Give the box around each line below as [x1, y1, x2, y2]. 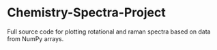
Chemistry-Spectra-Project [7, 5, 166, 21]
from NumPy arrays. [7, 34, 64, 42]
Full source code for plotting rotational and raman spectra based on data [7, 27, 211, 36]
